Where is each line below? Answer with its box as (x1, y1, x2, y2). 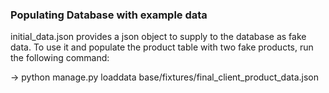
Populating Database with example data (10, 8, 208, 22)
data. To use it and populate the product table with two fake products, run (10, 41, 314, 53)
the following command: (10, 52, 110, 64)
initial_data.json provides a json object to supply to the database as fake (10, 31, 307, 43)
